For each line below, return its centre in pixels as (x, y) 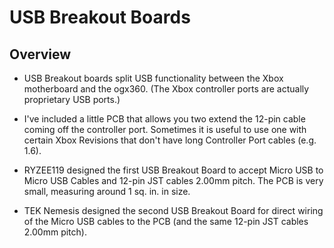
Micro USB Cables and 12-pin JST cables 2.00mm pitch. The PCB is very (173, 180)
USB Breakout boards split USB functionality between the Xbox (153, 78)
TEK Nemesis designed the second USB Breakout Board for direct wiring (173, 210)
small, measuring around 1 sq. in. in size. (107, 191)
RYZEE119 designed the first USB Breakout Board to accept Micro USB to (173, 170)
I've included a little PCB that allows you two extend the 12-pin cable (164, 119)
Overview (40, 54)
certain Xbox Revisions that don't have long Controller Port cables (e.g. (170, 140)
